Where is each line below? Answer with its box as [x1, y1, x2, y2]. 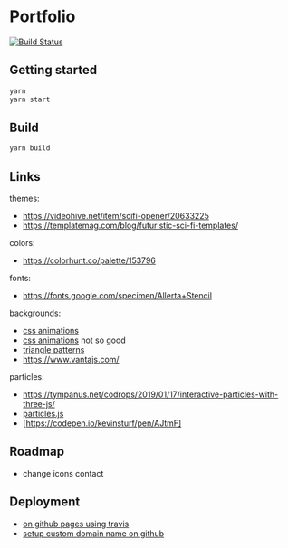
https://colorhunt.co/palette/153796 [22, 255, 157, 266]
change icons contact [22, 468, 104, 478]
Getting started [9, 62, 98, 78]
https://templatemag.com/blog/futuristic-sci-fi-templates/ [22, 220, 238, 231]
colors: [9, 238, 35, 248]
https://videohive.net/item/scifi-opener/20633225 [22, 211, 210, 221]
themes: [9, 193, 40, 203]
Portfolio [9, 6, 76, 27]
